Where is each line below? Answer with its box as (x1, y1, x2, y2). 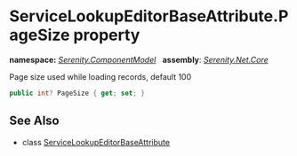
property (73, 25, 140, 45)
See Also (9, 113, 60, 129)
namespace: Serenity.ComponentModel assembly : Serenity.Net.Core (9, 54, 269, 65)
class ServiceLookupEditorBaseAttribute (21, 136, 171, 147)
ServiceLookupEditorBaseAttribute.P (9, 6, 289, 27)
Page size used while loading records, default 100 (9, 71, 192, 82)
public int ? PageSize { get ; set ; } (9, 89, 145, 97)
